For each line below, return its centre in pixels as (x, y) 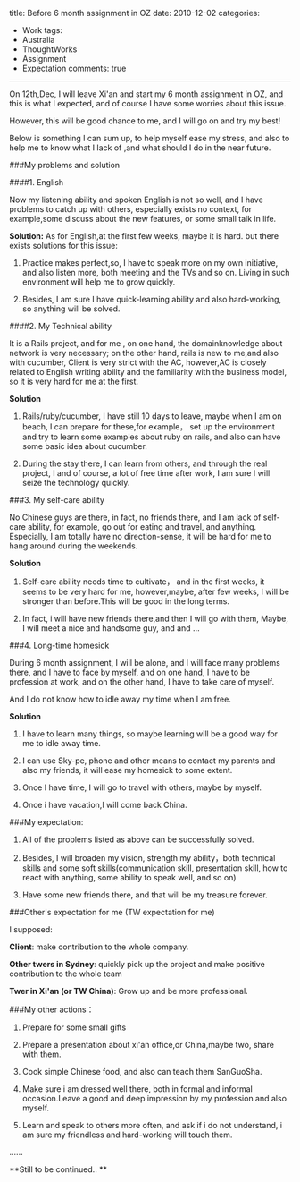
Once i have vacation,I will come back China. (104, 805)
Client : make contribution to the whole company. (99, 947)
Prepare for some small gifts (74, 1027)
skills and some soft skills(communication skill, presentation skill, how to (155, 868)
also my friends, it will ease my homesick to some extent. (127, 770)
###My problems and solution (65, 165)
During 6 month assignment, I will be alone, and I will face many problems (145, 663)
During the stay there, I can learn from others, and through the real (145, 463)
